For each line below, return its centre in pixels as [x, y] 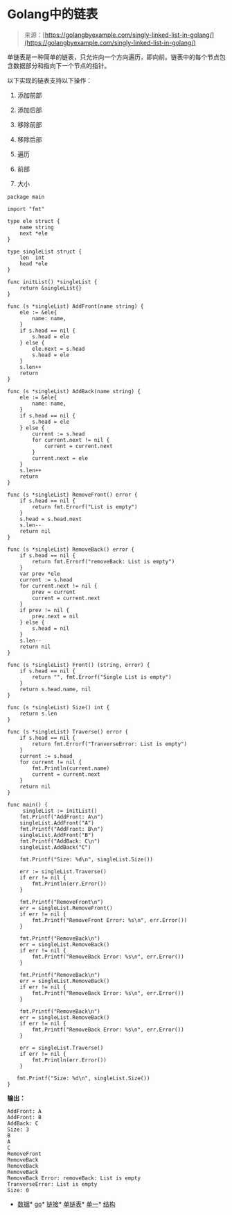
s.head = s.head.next [51, 519]
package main [26, 197]
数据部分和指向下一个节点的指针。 [62, 65]
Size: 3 [18, 1130]
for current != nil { [51, 762]
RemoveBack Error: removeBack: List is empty [74, 1178]
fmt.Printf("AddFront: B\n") [62, 829]
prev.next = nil [55, 616]
